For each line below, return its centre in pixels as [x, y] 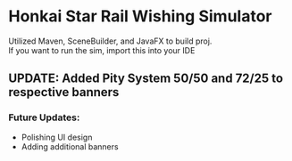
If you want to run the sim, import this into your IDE [102, 50]
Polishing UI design [57, 137]
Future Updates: [44, 117]
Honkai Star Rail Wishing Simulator [140, 16]
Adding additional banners [70, 146]
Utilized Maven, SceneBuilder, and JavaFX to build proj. [110, 41]
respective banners [64, 92]
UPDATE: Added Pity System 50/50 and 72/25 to [146, 79]
